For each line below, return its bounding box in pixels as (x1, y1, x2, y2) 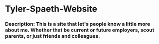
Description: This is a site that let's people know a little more (5, 21, 151, 28)
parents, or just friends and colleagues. (5, 33, 100, 40)
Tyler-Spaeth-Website (5, 3, 97, 15)
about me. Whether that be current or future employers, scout (5, 27, 155, 33)
